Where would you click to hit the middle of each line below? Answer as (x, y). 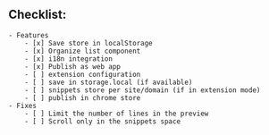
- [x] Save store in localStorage (88, 43)
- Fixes (23, 105)
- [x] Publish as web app (73, 66)
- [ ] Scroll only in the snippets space (102, 121)
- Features (29, 35)
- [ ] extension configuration (83, 74)
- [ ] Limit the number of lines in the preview (117, 114)
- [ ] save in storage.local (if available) (109, 82)
